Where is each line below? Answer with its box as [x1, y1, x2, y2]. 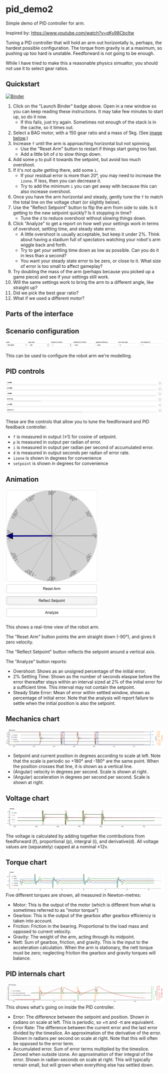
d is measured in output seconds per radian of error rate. [12, 450, 130, 456]
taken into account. [12, 918, 53, 924]
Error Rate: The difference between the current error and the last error [12, 1025, 158, 1031]
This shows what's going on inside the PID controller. [5, 1004, 115, 1010]
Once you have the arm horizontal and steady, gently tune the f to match [12, 193, 163, 199]
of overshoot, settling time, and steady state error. [12, 226, 116, 232]
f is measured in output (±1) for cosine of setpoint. [12, 434, 117, 440]
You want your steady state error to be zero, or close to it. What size [20, 258, 161, 264]
